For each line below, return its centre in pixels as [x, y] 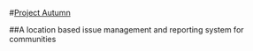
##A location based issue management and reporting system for [127, 29]
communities [33, 39]
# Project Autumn [40, 13]
